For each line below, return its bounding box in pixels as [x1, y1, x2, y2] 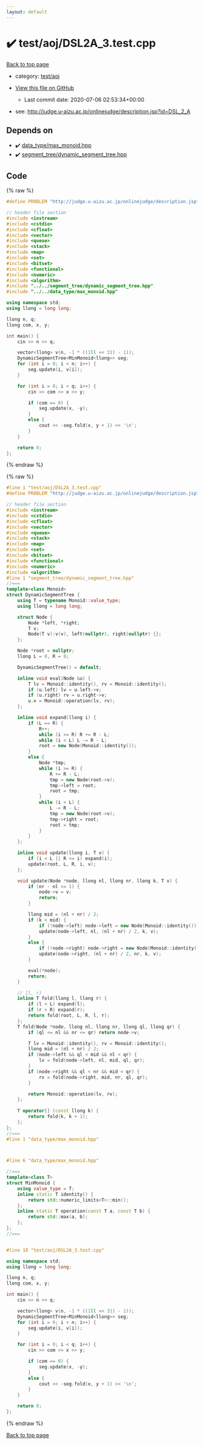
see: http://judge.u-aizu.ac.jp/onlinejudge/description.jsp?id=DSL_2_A [15, 108, 191, 115]
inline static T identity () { [17, 1191, 94, 1198]
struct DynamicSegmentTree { [6, 592, 80, 598]
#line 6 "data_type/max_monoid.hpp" [6, 1157, 99, 1164]
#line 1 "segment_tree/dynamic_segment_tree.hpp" [6, 575, 135, 581]
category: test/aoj [15, 72, 59, 80]
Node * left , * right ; [28, 619, 80, 626]
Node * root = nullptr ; [17, 648, 75, 654]
